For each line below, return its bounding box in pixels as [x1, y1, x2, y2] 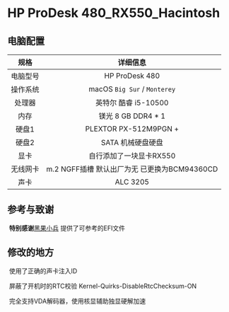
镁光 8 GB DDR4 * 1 [98, 111, 166, 121]
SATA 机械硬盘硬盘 [100, 138, 164, 147]
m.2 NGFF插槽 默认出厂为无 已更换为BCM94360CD [46, 164, 218, 174]
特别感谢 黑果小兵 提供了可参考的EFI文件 [8, 224, 126, 232]
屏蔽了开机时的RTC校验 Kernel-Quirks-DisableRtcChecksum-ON [8, 282, 197, 290]
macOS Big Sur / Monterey [88, 84, 176, 93]
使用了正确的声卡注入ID [8, 267, 78, 275]
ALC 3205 [114, 177, 150, 187]
